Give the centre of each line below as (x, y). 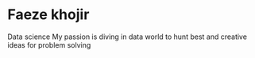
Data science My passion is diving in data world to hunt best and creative (127, 37)
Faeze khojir (48, 15)
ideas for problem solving (49, 44)
